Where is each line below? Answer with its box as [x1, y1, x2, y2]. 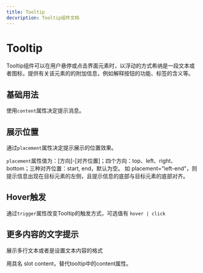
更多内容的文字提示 [6, 229, 79, 240]
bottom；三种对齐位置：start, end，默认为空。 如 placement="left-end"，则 [6, 165, 197, 172]
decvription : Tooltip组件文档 [6, 15, 79, 21]
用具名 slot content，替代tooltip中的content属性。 [6, 260, 132, 267]
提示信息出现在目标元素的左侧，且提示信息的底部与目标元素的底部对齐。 [6, 172, 188, 180]
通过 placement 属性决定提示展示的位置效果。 [6, 144, 117, 152]
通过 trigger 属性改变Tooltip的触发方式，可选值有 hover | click [6, 209, 166, 217]
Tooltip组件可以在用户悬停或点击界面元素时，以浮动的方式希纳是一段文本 [6, 62, 190, 69]
